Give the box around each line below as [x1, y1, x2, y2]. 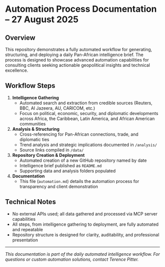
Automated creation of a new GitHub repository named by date [19, 157, 147, 163]
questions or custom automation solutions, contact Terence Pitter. [5, 256, 139, 262]
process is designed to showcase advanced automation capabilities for [5, 57, 149, 62]
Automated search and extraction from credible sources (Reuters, [19, 100, 153, 106]
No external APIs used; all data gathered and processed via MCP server [12, 210, 158, 217]
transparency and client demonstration [19, 183, 98, 189]
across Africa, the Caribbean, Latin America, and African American [19, 116, 155, 121]
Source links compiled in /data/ [19, 147, 84, 153]
